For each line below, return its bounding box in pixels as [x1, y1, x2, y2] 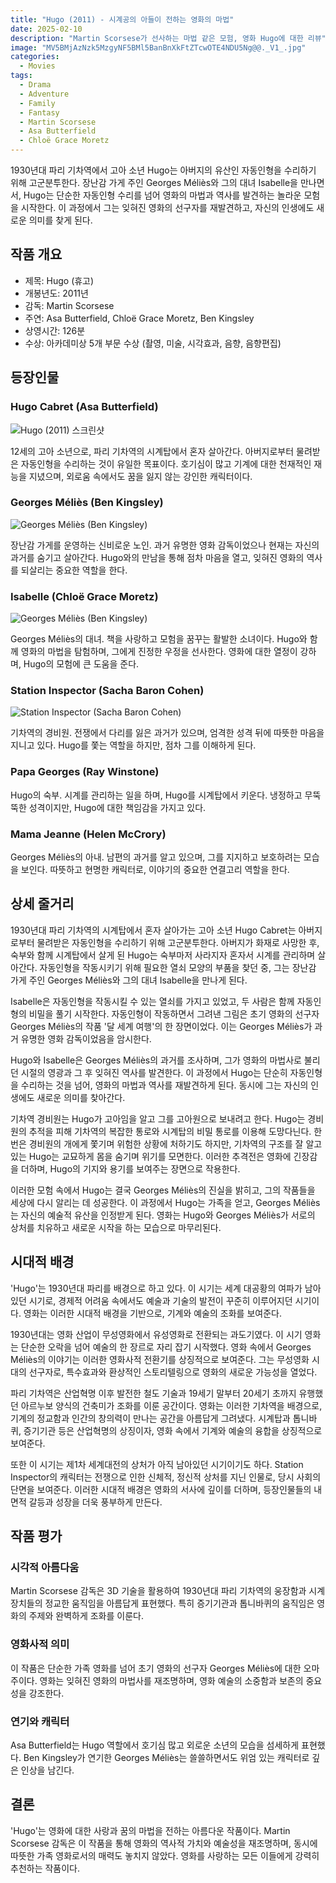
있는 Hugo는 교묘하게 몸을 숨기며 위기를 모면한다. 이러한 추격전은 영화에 [10, 1150, 292, 1162]
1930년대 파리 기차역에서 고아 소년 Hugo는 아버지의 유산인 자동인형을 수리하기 [10, 164, 317, 176]
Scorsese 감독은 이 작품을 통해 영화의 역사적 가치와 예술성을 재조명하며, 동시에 [10, 1837, 318, 1849]
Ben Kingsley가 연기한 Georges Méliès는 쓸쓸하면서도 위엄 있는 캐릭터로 [23, 1751, 310, 1763]
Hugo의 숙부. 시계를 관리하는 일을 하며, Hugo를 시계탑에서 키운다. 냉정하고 [10, 789, 303, 801]
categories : [10, 52, 60, 62]
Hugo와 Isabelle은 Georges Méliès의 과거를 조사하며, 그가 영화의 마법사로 [10, 1054, 302, 1066]
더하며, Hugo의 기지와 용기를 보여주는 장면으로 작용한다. [20, 1162, 241, 1175]
